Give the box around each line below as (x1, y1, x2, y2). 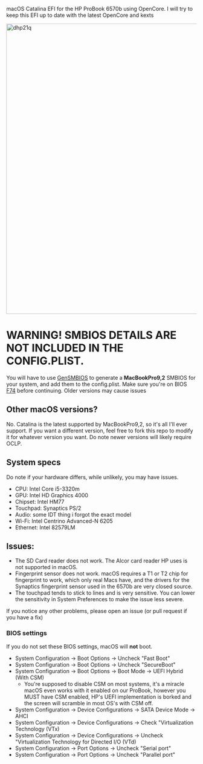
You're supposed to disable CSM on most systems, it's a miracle (24, 680, 184, 687)
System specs (6, 457, 61, 468)
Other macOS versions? (6, 405, 98, 415)
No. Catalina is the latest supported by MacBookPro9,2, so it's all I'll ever (6, 420, 187, 428)
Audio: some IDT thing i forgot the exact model (14, 511, 132, 518)
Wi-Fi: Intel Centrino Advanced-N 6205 (14, 517, 113, 524)
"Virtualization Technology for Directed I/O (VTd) (14, 738, 137, 745)
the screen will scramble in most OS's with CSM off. (24, 699, 153, 707)
